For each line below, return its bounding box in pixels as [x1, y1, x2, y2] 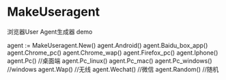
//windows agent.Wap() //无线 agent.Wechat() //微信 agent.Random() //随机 [7, 65, 219, 73]
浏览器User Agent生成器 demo [7, 27, 93, 36]
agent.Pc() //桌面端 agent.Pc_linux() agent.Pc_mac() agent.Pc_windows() [7, 56, 212, 65]
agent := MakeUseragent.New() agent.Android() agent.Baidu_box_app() [7, 41, 208, 49]
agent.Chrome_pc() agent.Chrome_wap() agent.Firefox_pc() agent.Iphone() [7, 49, 218, 57]
